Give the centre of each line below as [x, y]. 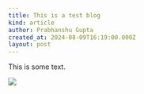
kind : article [32, 23]
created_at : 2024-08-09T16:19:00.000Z [72, 37]
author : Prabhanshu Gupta [51, 30]
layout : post [30, 45]
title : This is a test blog [55, 15]
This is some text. [37, 67]
